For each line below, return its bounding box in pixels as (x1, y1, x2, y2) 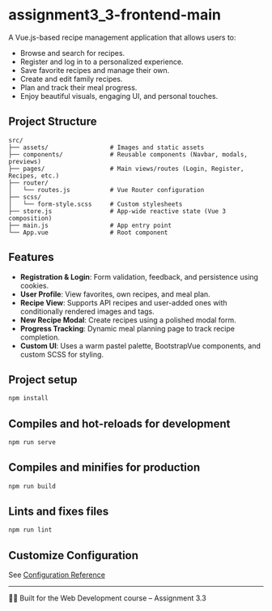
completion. (19, 332, 61, 342)
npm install (8, 395, 49, 403)
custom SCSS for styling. (19, 349, 104, 359)
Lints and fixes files (8, 505, 109, 519)
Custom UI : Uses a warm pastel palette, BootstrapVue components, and (19, 340, 261, 350)
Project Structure (8, 115, 97, 129)
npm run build (8, 482, 57, 490)
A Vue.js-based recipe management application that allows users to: (8, 32, 236, 42)
